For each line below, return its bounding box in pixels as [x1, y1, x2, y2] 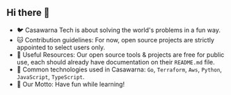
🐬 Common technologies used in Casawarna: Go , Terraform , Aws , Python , [16, 65, 222, 74]
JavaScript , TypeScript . [16, 72, 85, 80]
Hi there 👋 [6, 7, 50, 19]
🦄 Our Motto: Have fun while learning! [16, 80, 125, 88]
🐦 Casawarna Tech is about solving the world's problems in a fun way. [16, 26, 221, 34]
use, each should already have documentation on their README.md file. [16, 58, 215, 66]
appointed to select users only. [16, 43, 106, 51]
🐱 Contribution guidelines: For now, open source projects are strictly [16, 35, 215, 44]
